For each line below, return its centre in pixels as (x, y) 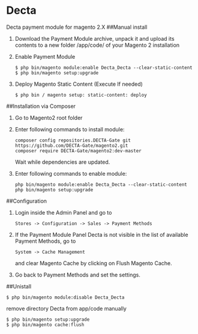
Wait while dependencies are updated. (62, 162)
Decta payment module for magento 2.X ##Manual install (77, 27)
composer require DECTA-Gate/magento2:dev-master (78, 151)
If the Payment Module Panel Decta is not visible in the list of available (101, 234)
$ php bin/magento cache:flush (45, 324)
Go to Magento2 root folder (49, 118)
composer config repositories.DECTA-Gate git (73, 140)
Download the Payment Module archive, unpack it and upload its (95, 38)
